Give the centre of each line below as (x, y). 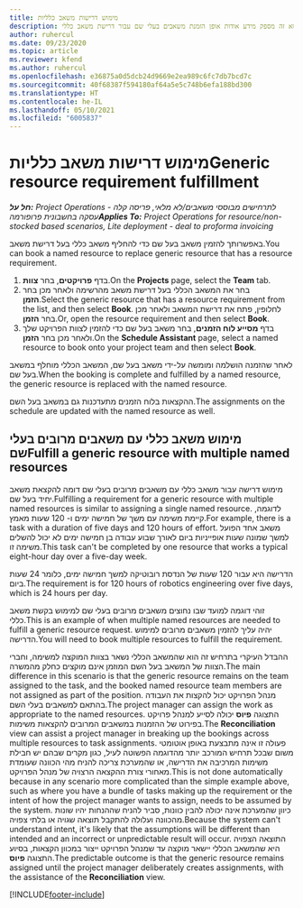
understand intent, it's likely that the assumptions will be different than (140, 829)
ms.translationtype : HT (54, 93)
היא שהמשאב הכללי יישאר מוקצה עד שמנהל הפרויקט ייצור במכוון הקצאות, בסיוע (145, 848)
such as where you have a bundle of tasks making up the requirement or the (151, 791)
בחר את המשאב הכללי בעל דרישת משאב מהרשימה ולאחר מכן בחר (136, 290)
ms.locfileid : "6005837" (56, 118)
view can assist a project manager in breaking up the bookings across (139, 733)
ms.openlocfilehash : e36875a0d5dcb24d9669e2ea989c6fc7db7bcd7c (131, 77)
